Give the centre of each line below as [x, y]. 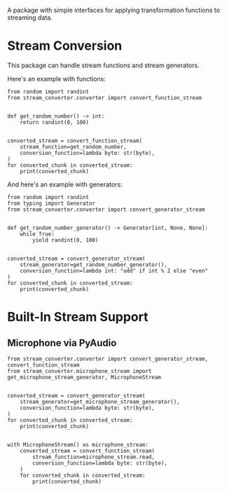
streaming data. [30, 18]
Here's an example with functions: [57, 78]
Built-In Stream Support [78, 317]
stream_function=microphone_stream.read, [94, 457]
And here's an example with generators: [65, 184]
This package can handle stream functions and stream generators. [103, 65]
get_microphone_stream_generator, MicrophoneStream [84, 377]
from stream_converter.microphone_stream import [80, 371]
